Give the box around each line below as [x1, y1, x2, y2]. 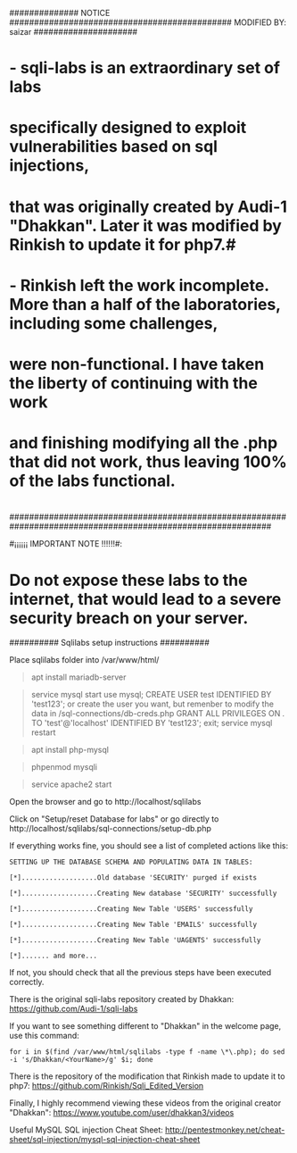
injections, [9, 155, 90, 176]
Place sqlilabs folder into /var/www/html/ [9, 655, 160, 665]
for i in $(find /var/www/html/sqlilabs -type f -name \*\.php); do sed [9, 1048, 285, 1057]
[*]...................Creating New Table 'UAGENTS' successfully [9, 936, 261, 945]
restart [30, 727, 56, 738]
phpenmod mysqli [30, 762, 98, 773]
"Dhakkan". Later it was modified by [9, 215, 283, 236]
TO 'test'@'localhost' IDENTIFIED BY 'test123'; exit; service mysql [30, 718, 273, 729]
